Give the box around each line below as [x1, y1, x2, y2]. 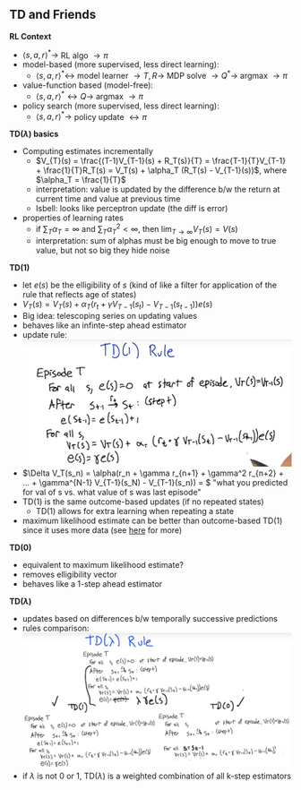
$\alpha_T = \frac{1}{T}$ [35, 175, 127, 185]
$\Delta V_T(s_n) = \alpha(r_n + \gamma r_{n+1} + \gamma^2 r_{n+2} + [21, 468, 284, 478]
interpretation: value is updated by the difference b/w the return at [35, 184, 280, 195]
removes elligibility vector [21, 569, 118, 580]
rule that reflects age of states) [21, 288, 137, 299]
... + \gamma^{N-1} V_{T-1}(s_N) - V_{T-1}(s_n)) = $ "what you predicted [21, 477, 288, 488]
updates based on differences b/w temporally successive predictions [21, 614, 278, 624]
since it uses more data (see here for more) [21, 525, 183, 536]
